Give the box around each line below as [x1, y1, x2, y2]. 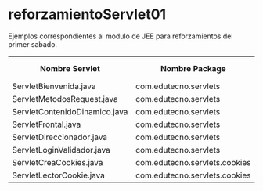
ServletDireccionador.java [12, 132, 108, 142]
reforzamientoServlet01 [8, 5, 167, 23]
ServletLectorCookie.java [12, 170, 106, 181]
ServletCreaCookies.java [12, 157, 103, 168]
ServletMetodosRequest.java [12, 93, 119, 104]
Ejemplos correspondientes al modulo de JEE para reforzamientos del [8, 31, 233, 41]
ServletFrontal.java [12, 119, 81, 130]
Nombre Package [160, 63, 227, 74]
